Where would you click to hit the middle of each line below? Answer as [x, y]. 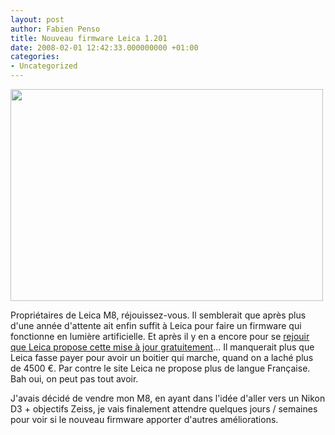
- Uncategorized [44, 66]
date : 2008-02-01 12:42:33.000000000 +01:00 [104, 47]
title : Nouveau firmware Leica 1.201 [89, 38]
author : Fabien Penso [55, 29]
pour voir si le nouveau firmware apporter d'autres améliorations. [144, 419]
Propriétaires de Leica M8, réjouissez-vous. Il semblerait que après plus [158, 315]
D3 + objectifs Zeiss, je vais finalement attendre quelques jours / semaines [164, 409]
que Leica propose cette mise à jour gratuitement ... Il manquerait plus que [162, 347]
